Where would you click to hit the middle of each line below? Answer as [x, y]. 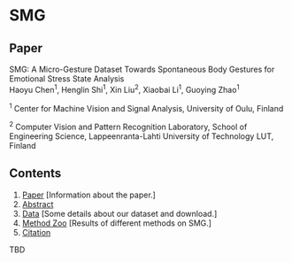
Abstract [38, 204]
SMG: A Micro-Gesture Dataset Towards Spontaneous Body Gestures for [142, 69]
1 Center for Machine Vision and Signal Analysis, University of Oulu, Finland [146, 107]
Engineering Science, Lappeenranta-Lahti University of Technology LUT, [142, 136]
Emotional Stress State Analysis [67, 79]
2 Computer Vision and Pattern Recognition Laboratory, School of [128, 126]
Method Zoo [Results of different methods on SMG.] [117, 223]
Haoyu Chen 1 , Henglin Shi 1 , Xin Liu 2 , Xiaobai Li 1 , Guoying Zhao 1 [124, 89]
